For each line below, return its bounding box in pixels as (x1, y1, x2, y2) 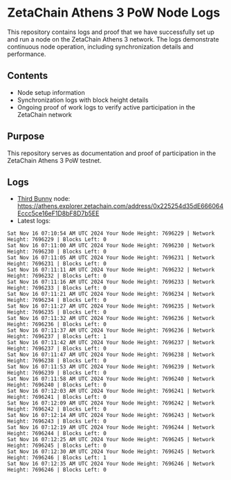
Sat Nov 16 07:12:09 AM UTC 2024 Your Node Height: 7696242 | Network (7, 400, 215, 407)
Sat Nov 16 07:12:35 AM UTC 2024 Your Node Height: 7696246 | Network (7, 461, 215, 468)
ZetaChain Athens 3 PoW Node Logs (7, 5, 221, 21)
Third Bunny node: (17, 195, 71, 203)
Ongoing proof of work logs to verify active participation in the (17, 103, 196, 112)
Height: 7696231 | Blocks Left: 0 (7, 260, 107, 267)
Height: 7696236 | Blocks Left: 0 (7, 321, 107, 328)
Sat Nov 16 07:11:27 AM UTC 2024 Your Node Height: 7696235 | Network (7, 303, 215, 310)
